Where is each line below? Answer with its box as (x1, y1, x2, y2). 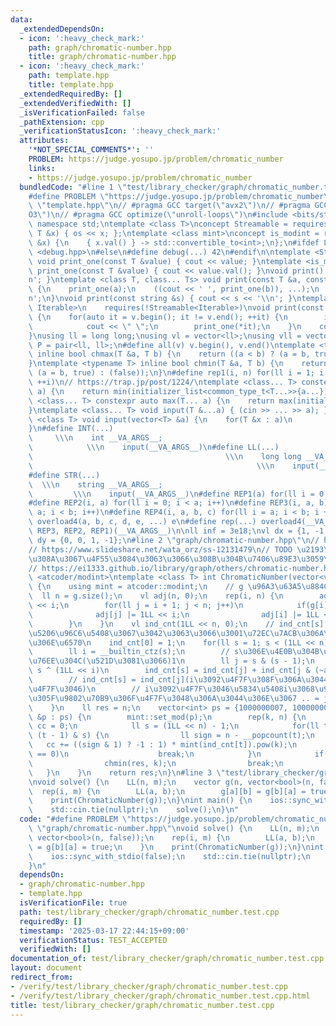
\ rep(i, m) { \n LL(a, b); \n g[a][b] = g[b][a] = (28, 786, 307, 796)
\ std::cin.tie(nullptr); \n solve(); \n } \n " (28, 805, 240, 815)
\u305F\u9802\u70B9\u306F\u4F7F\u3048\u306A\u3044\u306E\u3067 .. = (28, 693, 320, 703)
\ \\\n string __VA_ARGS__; (28, 479, 163, 490)
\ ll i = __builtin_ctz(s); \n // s (28, 647, 240, 657)
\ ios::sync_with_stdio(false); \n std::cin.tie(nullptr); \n (28, 851, 311, 861)
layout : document (10, 963, 83, 973)
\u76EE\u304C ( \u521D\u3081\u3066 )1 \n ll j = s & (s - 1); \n (28, 656, 315, 666)
